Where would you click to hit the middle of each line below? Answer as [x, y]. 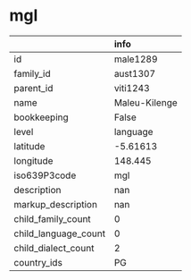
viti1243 [132, 88]
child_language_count [59, 233]
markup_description [56, 204]
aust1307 [135, 73]
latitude [29, 146]
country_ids [38, 262]
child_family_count [52, 218]
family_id [32, 73]
